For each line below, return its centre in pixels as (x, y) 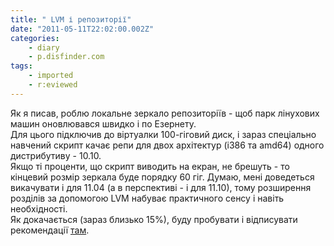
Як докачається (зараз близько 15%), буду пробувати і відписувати (154, 219)
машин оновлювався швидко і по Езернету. (103, 123)
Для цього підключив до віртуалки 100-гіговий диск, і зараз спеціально (163, 134)
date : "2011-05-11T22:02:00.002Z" (82, 29)
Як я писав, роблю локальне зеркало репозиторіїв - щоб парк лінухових (165, 113)
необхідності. (39, 208)
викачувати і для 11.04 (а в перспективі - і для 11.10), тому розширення (161, 187)
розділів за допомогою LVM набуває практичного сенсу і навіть (147, 198)
